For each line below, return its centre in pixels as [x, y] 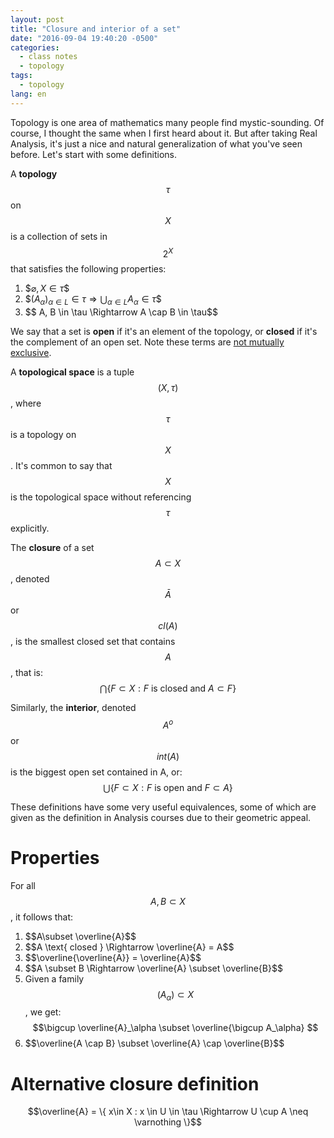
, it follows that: [42, 917]
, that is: [27, 673]
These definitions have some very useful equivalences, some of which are [163, 807]
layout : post [37, 19]
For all [23, 885]
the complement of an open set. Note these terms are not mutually [147, 342]
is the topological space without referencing [101, 497]
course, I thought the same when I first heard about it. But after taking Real [164, 133]
